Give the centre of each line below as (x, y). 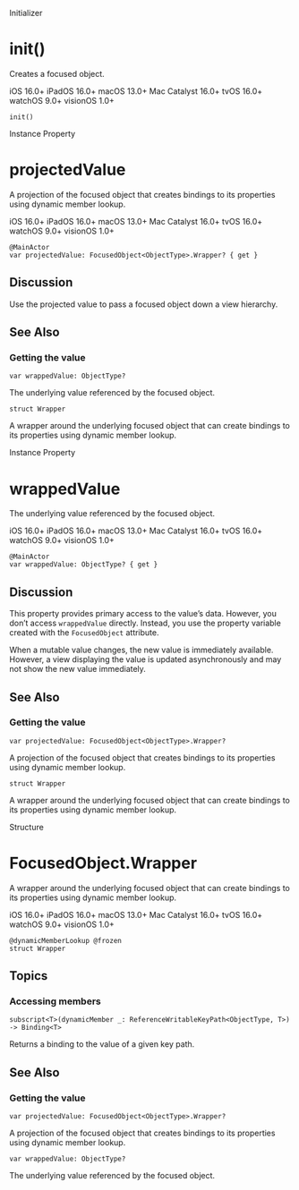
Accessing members (55, 1001)
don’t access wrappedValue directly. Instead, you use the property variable (145, 623)
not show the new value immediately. (77, 669)
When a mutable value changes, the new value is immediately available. (141, 650)
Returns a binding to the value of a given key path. (102, 1044)
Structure (27, 827)
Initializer (26, 13)
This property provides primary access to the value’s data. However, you (143, 614)
